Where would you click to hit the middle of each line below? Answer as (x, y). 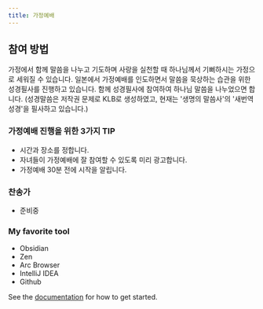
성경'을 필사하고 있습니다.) (48, 109)
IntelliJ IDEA (39, 274)
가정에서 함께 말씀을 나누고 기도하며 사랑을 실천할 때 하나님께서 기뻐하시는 (121, 70)
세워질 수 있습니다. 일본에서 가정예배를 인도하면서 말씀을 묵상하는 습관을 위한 (133, 79)
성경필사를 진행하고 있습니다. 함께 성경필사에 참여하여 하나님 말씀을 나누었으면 (128, 89)
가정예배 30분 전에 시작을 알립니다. (73, 169)
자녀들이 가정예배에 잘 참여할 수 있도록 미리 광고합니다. (103, 160)
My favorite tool (39, 231)
